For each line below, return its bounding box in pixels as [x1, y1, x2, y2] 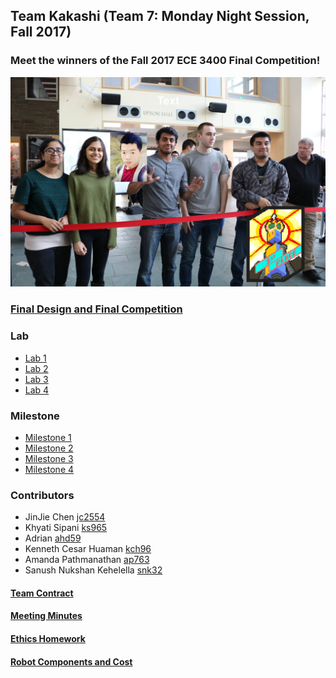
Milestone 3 [24, 452, 74, 464]
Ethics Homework [10, 632, 86, 644]
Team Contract [10, 587, 74, 599]
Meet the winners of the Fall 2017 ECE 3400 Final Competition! [10, 54, 321, 68]
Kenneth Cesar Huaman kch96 [24, 543, 152, 555]
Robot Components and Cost [10, 655, 133, 668]
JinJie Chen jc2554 [24, 511, 106, 523]
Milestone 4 [24, 463, 75, 475]
